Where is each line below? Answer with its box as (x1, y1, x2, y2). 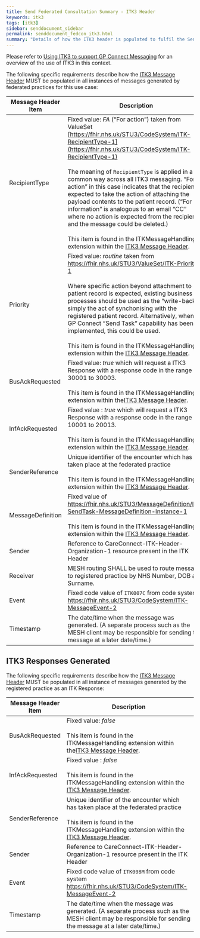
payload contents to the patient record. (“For (67, 198, 192, 206)
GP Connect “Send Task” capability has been (67, 319, 194, 327)
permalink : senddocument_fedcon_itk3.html (6, 31, 113, 37)
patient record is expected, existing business (67, 289, 193, 298)
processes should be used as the (67, 297, 160, 305)
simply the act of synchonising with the (67, 304, 177, 312)
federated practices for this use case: (6, 84, 98, 90)
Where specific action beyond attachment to (67, 282, 192, 290)
